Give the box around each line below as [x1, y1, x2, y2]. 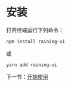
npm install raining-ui [6, 38, 66, 45]
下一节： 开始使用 [6, 73, 48, 80]
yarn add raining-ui [6, 61, 58, 68]
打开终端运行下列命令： [6, 26, 64, 34]
